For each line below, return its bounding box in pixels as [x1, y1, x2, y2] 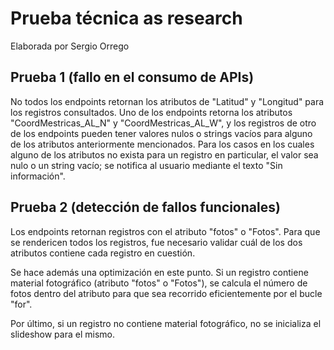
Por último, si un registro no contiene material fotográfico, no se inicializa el [10, 317, 322, 329]
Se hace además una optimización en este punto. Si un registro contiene [10, 266, 309, 278]
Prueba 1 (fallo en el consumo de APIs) [10, 69, 255, 86]
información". [10, 170, 66, 182]
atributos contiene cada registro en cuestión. [10, 247, 196, 259]
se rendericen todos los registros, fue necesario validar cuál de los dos [10, 236, 303, 248]
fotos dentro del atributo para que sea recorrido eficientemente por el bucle [10, 287, 323, 299]
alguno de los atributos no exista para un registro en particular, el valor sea [10, 148, 319, 161]
